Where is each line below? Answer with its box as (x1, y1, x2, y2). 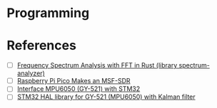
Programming (6, 5, 90, 21)
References (6, 38, 76, 54)
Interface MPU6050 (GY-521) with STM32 (16, 85, 141, 93)
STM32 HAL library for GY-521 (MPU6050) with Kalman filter (16, 92, 196, 101)
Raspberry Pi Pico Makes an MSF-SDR (16, 77, 131, 85)
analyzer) (16, 69, 46, 77)
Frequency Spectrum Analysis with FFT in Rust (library (16, 61, 178, 70)
